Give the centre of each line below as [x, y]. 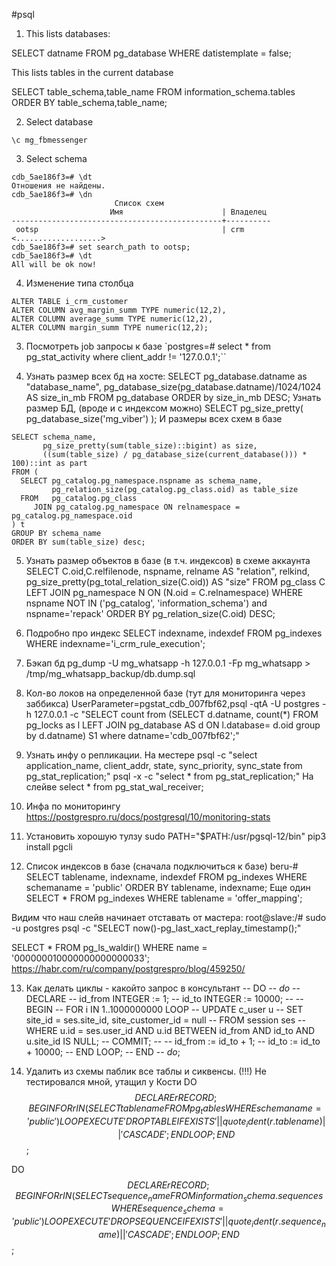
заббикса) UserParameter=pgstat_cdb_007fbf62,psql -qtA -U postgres [172, 703]
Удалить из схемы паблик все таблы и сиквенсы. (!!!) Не [146, 1071]
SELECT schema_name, [54, 437]
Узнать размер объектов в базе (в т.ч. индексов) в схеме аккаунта [168, 560]
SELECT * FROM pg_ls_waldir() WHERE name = [109, 947]
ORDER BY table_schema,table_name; [89, 102]
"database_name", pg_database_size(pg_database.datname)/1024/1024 [173, 387]
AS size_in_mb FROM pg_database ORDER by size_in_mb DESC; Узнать [173, 397]
